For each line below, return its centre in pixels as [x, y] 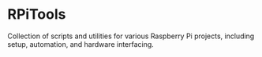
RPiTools [37, 14]
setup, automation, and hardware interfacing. [81, 44]
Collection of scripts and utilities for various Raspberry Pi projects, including [131, 36]
